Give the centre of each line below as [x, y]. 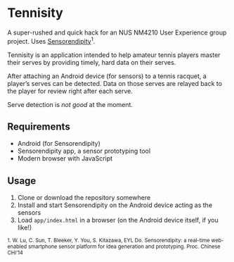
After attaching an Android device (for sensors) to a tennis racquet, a [107, 76]
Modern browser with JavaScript [65, 158]
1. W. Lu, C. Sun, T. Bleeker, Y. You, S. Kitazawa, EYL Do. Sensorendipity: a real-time [109, 241]
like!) [25, 227]
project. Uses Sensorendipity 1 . [51, 40]
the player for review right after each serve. [70, 91]
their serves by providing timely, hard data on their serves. [92, 62]
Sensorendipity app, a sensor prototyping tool [84, 151]
